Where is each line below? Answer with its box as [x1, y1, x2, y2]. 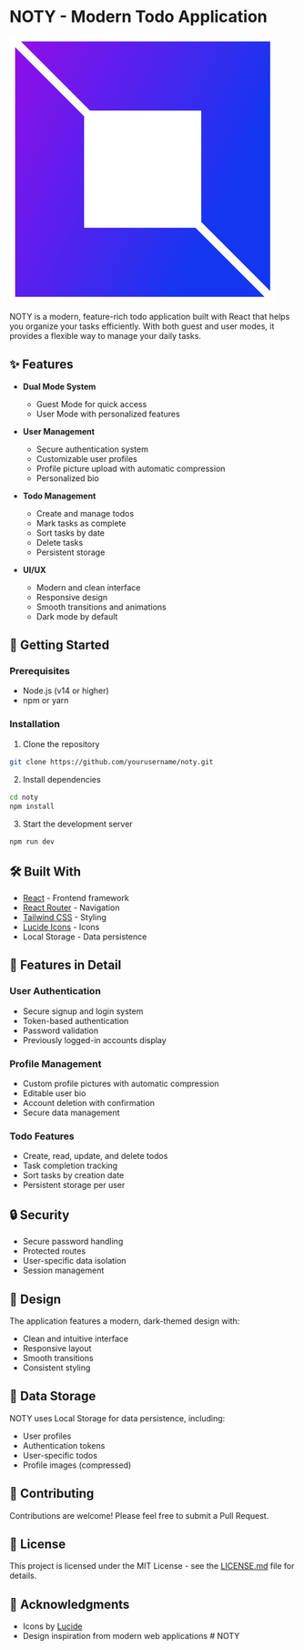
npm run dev [9, 837, 55, 846]
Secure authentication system [35, 444, 148, 455]
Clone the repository [22, 738, 100, 749]
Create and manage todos [35, 507, 135, 518]
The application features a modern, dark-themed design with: [9, 1315, 240, 1327]
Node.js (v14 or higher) [22, 685, 109, 696]
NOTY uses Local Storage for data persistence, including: [9, 1412, 226, 1423]
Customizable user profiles [35, 453, 138, 464]
